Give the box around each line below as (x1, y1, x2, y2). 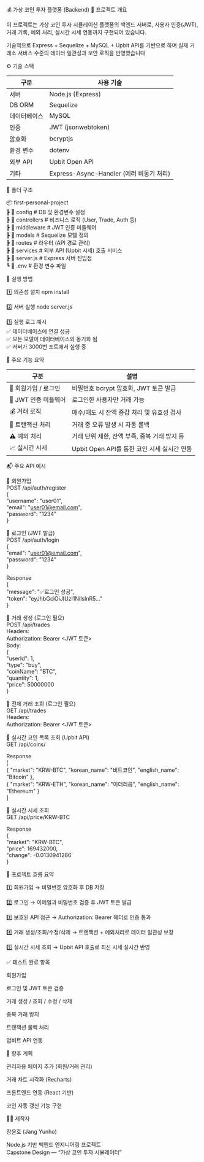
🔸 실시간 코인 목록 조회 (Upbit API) (6, 734, 90, 741)
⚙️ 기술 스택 (6, 63, 34, 69)
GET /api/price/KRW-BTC (6, 814, 70, 821)
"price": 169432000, (6, 845, 58, 852)
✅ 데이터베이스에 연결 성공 (6, 328, 70, 335)
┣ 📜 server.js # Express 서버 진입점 (6, 255, 93, 261)
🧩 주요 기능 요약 (6, 356, 45, 363)
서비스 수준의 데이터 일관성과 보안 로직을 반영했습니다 (17, 49, 146, 56)
